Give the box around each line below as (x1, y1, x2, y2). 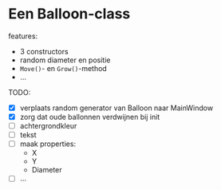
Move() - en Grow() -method (19, 63, 108, 73)
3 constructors (19, 46, 69, 56)
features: (8, 31, 38, 41)
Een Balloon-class (8, 5, 131, 23)
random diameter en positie (19, 55, 111, 65)
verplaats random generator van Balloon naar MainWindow (19, 103, 214, 113)
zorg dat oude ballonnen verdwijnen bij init (19, 113, 160, 121)
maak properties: (19, 139, 77, 148)
